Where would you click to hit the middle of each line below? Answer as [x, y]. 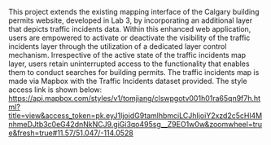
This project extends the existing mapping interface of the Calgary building [134, 12]
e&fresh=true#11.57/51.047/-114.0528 [71, 133]
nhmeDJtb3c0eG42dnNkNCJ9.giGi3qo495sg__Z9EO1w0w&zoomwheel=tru [135, 124]
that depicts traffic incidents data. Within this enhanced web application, [130, 29]
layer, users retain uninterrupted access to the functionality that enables [129, 64]
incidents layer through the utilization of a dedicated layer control [118, 46]
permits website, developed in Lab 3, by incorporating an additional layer [131, 20]
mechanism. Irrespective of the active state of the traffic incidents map [127, 55]
